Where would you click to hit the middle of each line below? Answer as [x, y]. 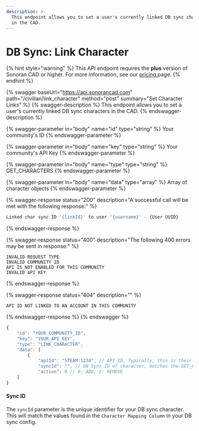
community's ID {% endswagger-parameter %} [64, 135]
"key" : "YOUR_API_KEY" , [46, 339]
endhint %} [20, 81]
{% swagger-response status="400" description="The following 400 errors [98, 240]
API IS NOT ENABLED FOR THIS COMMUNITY [55, 268]
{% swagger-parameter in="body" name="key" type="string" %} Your [92, 147]
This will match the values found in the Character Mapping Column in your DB [99, 416]
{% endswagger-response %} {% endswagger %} [68, 317]
